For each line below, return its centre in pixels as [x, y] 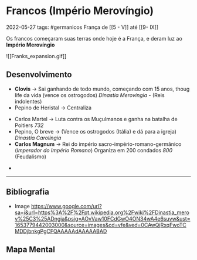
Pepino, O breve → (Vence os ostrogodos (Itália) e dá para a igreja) [96, 131]
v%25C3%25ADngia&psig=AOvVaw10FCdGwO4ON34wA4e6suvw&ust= [102, 218]
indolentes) [28, 101]
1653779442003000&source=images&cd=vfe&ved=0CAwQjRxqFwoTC [100, 225]
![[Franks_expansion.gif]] [36, 56]
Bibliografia [28, 192]
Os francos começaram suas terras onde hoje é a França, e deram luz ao [94, 38]
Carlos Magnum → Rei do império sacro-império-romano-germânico [98, 144]
